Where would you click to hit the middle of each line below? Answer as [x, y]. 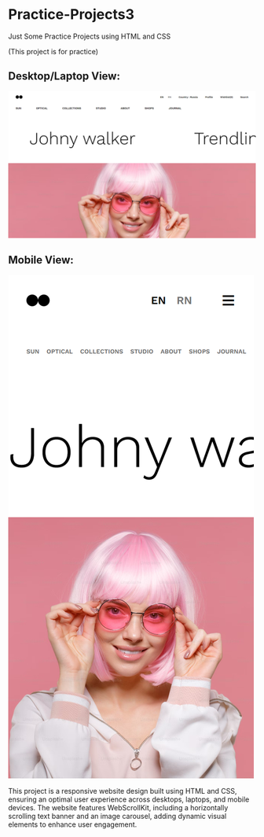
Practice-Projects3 [71, 15]
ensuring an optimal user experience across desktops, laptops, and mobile [129, 799]
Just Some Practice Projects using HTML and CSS [90, 36]
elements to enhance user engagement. [73, 824]
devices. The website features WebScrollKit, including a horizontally [118, 807]
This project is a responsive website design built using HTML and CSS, [123, 791]
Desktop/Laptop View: [64, 76]
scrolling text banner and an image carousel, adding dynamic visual [117, 816]
